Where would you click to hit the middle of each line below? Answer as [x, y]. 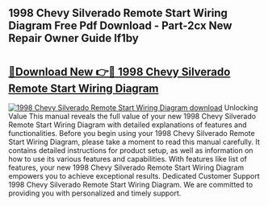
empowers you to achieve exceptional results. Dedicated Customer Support [134, 176]
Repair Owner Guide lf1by [73, 38]
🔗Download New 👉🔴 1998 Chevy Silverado [119, 72]
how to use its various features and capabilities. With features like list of [128, 159]
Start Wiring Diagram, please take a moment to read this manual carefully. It [134, 142]
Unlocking [241, 107]
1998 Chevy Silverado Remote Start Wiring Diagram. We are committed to [131, 185]
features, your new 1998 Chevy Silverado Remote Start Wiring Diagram [126, 167]
